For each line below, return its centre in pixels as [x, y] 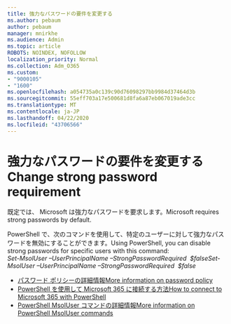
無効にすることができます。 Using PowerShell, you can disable [121, 243]
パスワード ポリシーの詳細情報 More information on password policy [115, 281]
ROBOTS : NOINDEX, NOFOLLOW [47, 53]
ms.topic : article [34, 46]
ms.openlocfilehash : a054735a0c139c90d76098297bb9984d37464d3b [101, 92]
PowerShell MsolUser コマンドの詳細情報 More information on [106, 305]
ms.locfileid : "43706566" [45, 124]
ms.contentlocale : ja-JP [43, 112]
